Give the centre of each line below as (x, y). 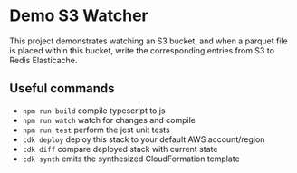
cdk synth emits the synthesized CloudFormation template (131, 159)
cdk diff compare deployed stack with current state (120, 149)
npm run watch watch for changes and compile (109, 120)
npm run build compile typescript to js (94, 111)
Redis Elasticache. (43, 60)
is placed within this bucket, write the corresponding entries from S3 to (142, 50)
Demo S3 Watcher (79, 16)
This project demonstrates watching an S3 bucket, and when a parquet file (148, 41)
